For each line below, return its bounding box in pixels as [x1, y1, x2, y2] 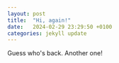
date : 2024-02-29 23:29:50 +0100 [7, 23, 113, 30]
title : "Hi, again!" [7, 17, 72, 24]
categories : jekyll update [7, 29, 87, 37]
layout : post [7, 10, 46, 17]
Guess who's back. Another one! [7, 49, 103, 57]
